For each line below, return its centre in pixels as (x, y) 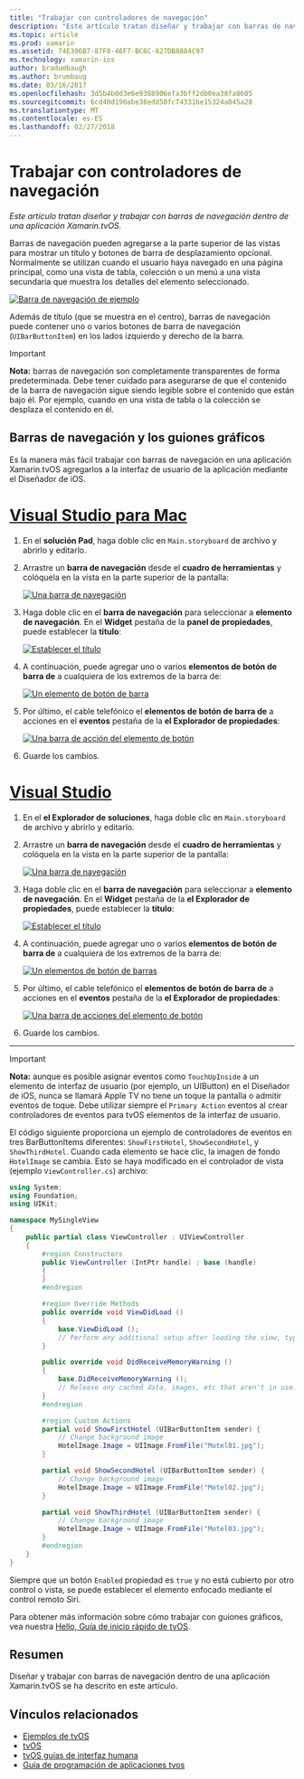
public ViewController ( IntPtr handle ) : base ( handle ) (149, 1263)
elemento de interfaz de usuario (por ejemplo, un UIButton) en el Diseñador (150, 1085)
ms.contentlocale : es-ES (56, 118)
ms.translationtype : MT (54, 110)
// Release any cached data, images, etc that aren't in (167, 1387)
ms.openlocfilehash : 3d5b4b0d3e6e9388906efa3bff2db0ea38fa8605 (131, 93)
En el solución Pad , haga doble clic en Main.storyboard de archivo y (150, 540)
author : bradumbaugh (48, 69)
